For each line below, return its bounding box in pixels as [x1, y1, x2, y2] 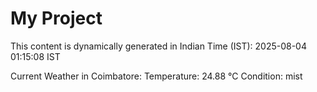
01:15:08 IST [10, 50, 61, 62]
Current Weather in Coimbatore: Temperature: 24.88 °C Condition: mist [10, 70, 303, 82]
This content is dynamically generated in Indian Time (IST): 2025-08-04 [10, 40, 307, 52]
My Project [10, 7, 103, 30]
